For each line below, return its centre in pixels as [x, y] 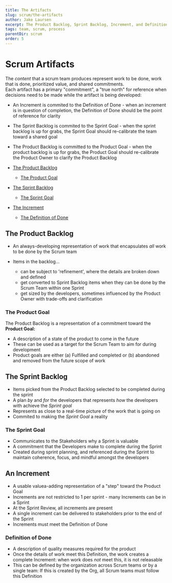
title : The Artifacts [28, 10]
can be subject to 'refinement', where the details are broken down [90, 271]
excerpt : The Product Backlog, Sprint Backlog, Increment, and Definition [87, 24]
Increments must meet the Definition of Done [60, 524]
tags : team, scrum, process [35, 29]
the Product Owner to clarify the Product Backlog [64, 157]
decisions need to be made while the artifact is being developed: [73, 95]
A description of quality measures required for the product [74, 549]
